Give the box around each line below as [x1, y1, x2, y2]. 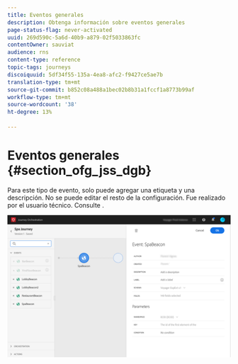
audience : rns [7, 49, 50, 56]
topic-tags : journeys [7, 64, 72, 71]
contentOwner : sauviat [7, 41, 74, 49]
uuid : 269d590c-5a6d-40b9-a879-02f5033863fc [7, 34, 141, 41]
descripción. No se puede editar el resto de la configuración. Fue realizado [7, 193, 226, 202]
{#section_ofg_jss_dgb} [7, 163, 152, 178]
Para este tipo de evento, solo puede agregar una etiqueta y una [7, 186, 195, 194]
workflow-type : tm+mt [7, 93, 72, 101]
